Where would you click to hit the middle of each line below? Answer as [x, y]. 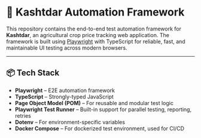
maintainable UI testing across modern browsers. [67, 48]
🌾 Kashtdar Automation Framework [95, 12]
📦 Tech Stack [33, 73]
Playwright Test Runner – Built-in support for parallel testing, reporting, [103, 109]
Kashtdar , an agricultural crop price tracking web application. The [88, 35]
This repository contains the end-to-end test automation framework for [94, 29]
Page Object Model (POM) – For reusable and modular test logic [94, 103]
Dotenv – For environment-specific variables [70, 122]
